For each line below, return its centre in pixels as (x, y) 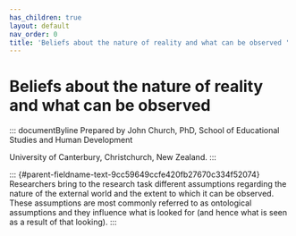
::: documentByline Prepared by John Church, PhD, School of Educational (144, 131)
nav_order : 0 (34, 34)
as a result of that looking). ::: (63, 222)
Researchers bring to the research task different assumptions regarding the (148, 184)
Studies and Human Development (71, 140)
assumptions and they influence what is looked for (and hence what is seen (148, 213)
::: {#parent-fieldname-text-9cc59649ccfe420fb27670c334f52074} (135, 174)
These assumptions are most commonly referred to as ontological (131, 203)
